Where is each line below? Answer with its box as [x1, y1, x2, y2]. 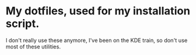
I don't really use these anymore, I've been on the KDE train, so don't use [5, 36, 188, 44]
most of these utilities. [5, 43, 61, 50]
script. [5, 17, 40, 30]
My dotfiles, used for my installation [5, 4, 191, 18]
